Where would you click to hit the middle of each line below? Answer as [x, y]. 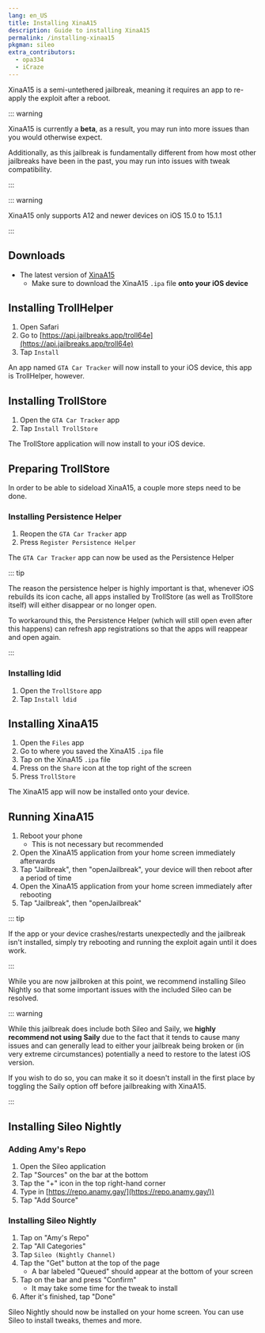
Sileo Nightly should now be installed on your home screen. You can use [126, 1312]
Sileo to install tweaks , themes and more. [75, 1320]
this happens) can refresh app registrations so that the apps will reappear [128, 629]
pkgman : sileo [32, 45]
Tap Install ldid [48, 699]
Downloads [37, 255]
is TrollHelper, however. [46, 376]
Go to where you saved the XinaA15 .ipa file [91, 751]
